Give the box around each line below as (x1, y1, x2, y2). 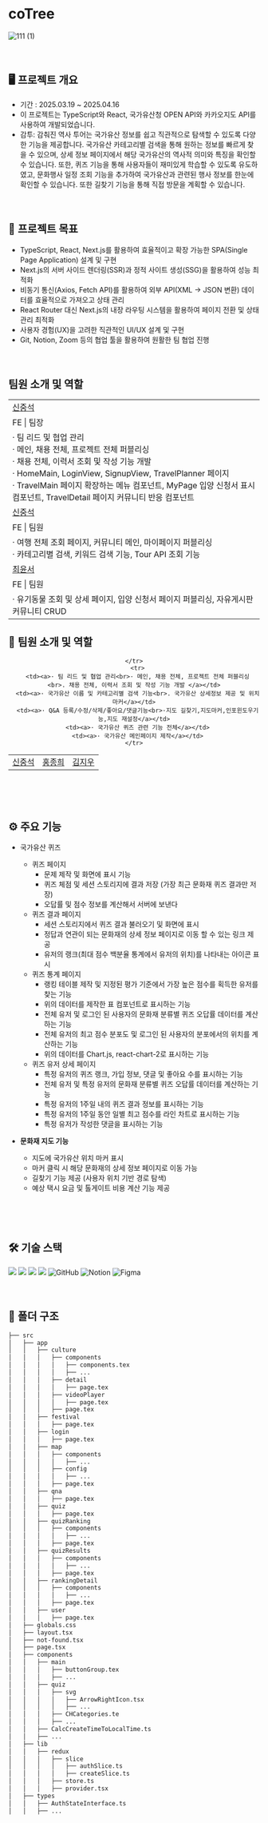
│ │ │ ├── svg (8, 1688, 77, 1696)
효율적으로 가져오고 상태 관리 (34, 295, 125, 304)
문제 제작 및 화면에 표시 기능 (43, 870, 132, 879)
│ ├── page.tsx (8, 1643, 66, 1651)
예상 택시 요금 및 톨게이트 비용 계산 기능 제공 (31, 1184, 170, 1192)
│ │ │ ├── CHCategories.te (8, 1710, 120, 1718)
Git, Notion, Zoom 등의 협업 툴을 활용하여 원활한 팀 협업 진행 (19, 335, 210, 344)
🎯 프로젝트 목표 (8, 222, 78, 236)
